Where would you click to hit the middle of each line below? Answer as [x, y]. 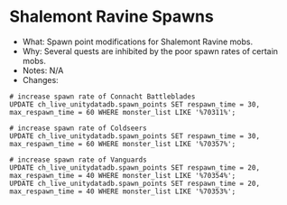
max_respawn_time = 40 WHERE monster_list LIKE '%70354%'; [123, 175]
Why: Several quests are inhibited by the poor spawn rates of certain [150, 51]
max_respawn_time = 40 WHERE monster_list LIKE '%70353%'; [123, 191]
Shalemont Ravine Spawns [111, 17]
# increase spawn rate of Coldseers [78, 128]
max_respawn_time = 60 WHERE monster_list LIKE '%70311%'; [123, 112]
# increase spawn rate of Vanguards [78, 160]
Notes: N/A [43, 70]
